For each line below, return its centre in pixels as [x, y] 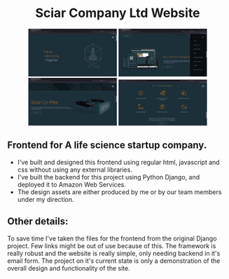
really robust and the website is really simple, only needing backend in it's [114, 253]
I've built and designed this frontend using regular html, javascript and [118, 162]
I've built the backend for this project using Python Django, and [109, 177]
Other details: [38, 222]
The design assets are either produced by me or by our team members [119, 192]
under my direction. [46, 199]
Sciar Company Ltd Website [118, 13]
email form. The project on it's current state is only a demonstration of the [114, 261]
